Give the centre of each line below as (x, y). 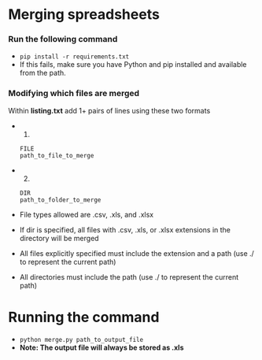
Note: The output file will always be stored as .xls (101, 347)
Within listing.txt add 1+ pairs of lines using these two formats (109, 110)
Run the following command (63, 39)
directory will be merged (59, 238)
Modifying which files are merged (74, 94)
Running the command (84, 317)
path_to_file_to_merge (57, 155)
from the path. (43, 73)
